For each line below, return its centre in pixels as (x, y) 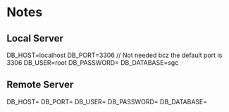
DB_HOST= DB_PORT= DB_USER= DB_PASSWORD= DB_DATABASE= (107, 101)
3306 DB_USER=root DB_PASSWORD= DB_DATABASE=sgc (93, 63)
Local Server (35, 38)
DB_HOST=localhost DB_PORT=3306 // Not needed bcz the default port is (114, 55)
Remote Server (40, 85)
